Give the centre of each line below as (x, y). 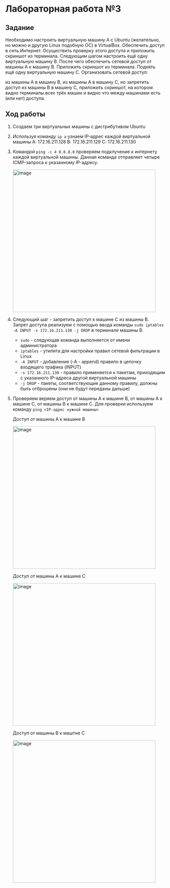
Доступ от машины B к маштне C (49, 733)
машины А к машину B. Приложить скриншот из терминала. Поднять (80, 67)
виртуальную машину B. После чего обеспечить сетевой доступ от (79, 61)
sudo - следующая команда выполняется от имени (75, 340)
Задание (20, 28)
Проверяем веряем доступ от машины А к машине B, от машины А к (88, 398)
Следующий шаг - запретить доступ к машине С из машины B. (81, 319)
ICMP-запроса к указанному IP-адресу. (55, 162)
